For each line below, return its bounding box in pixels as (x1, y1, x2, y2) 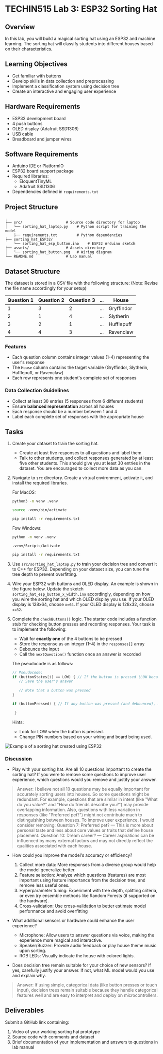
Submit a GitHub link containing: (5, 1019, 69, 1025)
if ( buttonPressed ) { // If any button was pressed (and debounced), (12, 701, 156, 706)
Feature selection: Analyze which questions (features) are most (19, 872, 146, 878)
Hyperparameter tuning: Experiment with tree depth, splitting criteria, (19, 887, 158, 893)
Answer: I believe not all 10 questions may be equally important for (16, 786, 150, 792)
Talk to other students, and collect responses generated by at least (19, 455, 153, 461)
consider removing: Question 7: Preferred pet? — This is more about (16, 822, 154, 828)
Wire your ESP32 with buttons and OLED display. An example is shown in (12, 581, 158, 587)
